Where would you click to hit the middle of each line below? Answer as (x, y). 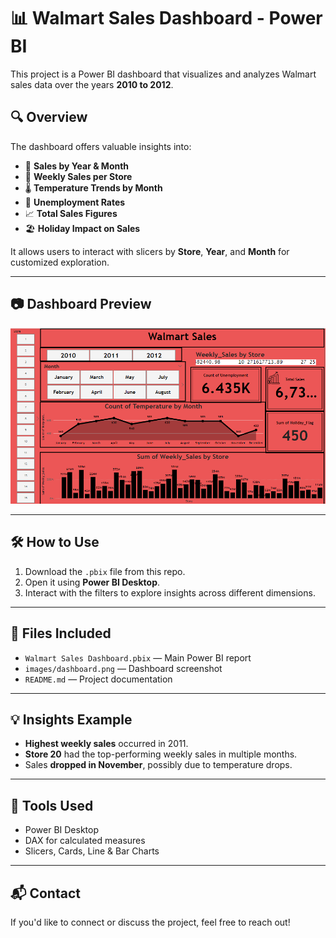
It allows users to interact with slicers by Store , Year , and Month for (150, 251)
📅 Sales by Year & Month (77, 166)
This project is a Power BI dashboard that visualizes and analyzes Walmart (163, 74)
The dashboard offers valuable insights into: (101, 146)
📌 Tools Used (52, 805)
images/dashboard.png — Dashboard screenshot (123, 668)
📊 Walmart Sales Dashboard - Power (166, 18)
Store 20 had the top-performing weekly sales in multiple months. (161, 754)
